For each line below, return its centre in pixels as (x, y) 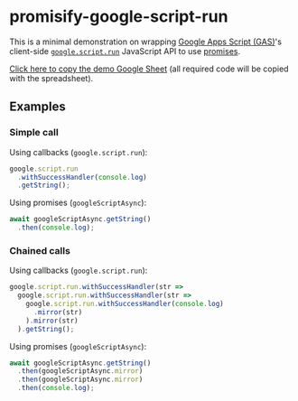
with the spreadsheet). (51, 78)
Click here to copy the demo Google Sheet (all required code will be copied (149, 69)
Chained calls (40, 250)
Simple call (34, 133)
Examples (37, 107)
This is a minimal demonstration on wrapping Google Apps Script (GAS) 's (146, 42)
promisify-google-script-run (119, 17)
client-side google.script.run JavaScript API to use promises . (125, 51)
